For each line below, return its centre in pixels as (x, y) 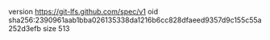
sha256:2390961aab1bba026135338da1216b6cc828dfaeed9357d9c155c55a (135, 20)
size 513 (56, 28)
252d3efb (25, 28)
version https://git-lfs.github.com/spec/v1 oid (83, 12)
